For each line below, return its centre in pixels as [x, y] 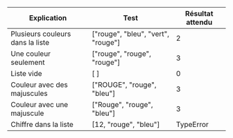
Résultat [199, 13]
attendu [199, 22]
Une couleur [31, 53]
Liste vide [27, 73]
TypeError [192, 125]
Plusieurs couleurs [41, 34]
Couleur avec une [40, 105]
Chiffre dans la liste [42, 125]
